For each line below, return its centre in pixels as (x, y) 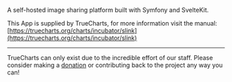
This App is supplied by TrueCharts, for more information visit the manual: (112, 23)
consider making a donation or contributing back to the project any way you (115, 65)
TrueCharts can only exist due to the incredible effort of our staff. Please (110, 58)
